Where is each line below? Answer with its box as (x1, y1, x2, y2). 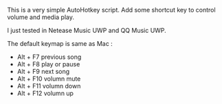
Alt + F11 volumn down (16, 82, 81, 90)
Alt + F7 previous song (16, 53, 82, 61)
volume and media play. (7, 13, 74, 21)
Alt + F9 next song (16, 68, 70, 75)
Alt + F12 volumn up (16, 89, 74, 97)
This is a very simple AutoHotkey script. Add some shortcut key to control (7, 6, 216, 14)
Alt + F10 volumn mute (16, 75, 81, 83)
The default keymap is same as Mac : (7, 40, 113, 47)
